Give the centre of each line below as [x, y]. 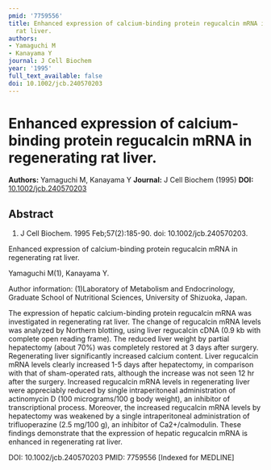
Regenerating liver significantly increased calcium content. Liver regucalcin [133, 356]
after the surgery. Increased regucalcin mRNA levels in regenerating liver [129, 382]
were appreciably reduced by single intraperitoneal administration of [122, 390]
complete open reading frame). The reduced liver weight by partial [119, 339]
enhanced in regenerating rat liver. [66, 442]
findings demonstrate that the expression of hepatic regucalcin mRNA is [128, 434]
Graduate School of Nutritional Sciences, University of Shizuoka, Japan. [128, 298]
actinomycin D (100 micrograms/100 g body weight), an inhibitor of [119, 399]
